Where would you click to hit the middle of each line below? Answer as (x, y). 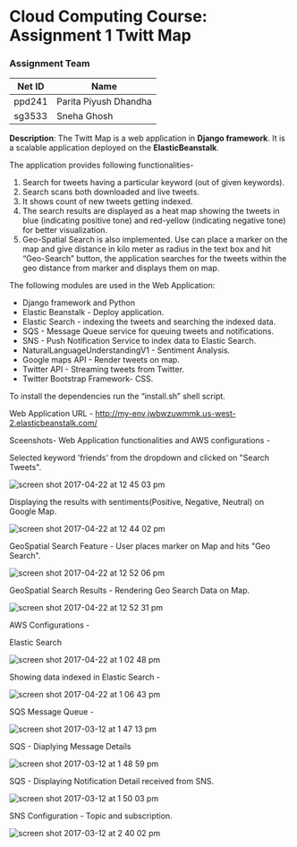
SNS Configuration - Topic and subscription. (91, 816)
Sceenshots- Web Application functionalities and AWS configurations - (140, 441)
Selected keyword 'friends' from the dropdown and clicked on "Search (140, 458)
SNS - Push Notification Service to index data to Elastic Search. (139, 341)
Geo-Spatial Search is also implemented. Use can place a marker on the (155, 240)
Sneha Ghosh (85, 116)
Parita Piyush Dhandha (104, 102)
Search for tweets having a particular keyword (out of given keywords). (153, 183)
